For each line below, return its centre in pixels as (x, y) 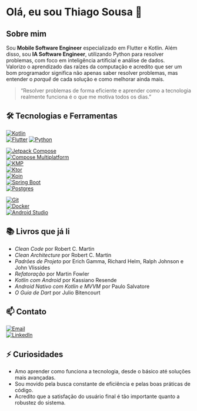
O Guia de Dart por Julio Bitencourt (58, 292)
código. (24, 390)
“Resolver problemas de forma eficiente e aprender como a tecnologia (106, 90)
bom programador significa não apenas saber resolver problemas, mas (92, 73)
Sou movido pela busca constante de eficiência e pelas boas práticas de (103, 384)
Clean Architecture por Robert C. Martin (63, 255)
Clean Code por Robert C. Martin (55, 248)
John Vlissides (32, 267)
